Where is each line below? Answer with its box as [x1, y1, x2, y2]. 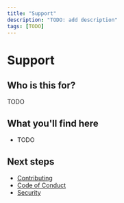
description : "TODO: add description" [7, 16, 118, 23]
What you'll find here [7, 117, 99, 129]
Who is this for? [7, 80, 76, 91]
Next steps [7, 156, 55, 167]
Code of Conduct [16, 181, 66, 189]
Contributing [16, 174, 53, 182]
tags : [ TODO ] [7, 23, 45, 29]
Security [16, 189, 41, 196]
